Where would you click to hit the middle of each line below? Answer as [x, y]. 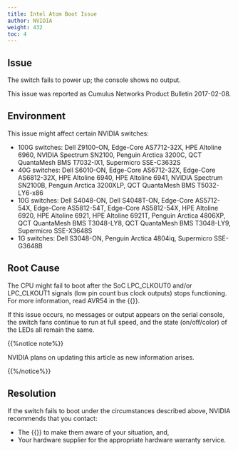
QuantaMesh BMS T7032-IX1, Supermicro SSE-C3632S [99, 162]
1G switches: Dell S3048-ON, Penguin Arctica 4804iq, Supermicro [115, 238]
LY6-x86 [31, 193]
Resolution [32, 394]
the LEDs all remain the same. [51, 330]
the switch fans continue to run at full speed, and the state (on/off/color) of [118, 322]
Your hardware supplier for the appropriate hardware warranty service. [122, 440]
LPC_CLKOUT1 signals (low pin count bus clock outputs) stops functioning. [117, 293]
